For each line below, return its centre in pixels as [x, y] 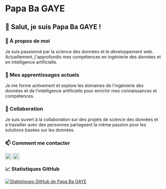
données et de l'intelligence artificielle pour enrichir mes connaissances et [81, 91]
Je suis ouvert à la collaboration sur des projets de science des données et [82, 119]
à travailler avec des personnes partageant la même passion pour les [76, 125]
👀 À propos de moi [28, 41]
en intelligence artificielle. [31, 62]
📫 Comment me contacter [38, 143]
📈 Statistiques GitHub [32, 169]
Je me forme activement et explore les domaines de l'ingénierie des [74, 86]
